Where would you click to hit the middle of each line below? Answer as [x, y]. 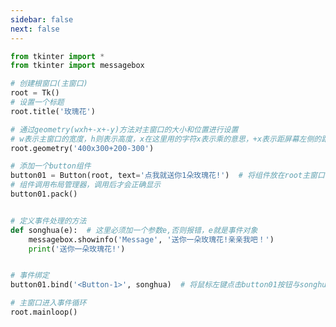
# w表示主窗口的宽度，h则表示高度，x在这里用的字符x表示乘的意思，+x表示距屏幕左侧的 [166, 139]
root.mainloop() [44, 312]
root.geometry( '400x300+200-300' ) [82, 148]
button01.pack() [44, 194]
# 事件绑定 [30, 276]
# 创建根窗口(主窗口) [49, 84]
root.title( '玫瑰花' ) [53, 111]
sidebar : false [42, 19]
